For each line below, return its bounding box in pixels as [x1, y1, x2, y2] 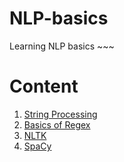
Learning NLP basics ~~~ [9, 40, 115, 52]
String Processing [23, 108, 98, 120]
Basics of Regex [23, 118, 91, 131]
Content [9, 75, 79, 98]
